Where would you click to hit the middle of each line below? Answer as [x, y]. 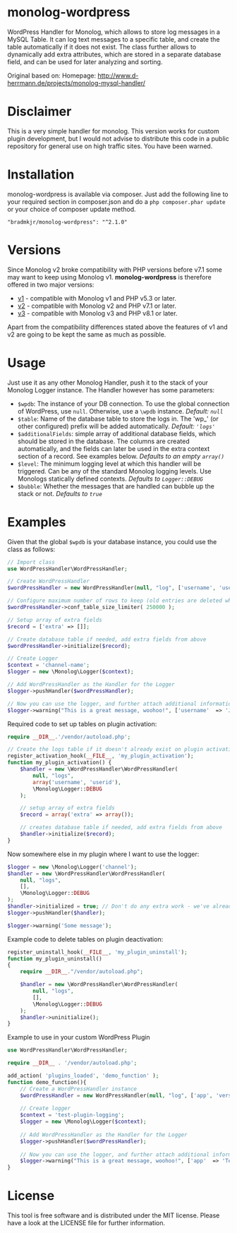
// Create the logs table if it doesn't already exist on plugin [105, 750]
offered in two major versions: [51, 284]
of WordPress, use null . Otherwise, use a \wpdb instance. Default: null [120, 411]
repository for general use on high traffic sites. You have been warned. [110, 146]
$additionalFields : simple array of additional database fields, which [117, 433]
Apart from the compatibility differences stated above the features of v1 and [117, 327]
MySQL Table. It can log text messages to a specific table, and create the [114, 39]
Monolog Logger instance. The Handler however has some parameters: [111, 390]
